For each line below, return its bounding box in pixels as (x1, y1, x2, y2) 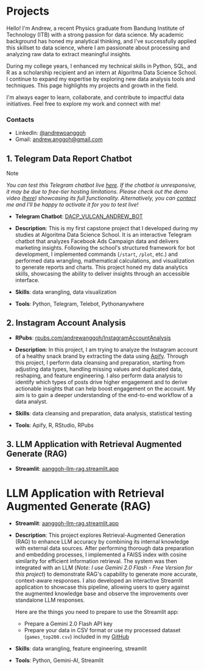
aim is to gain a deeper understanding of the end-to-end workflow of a (15, 391, 193, 398)
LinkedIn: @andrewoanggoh (15, 129, 86, 137)
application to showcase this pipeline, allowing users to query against (15, 583, 190, 591)
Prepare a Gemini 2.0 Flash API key (24, 620, 113, 627)
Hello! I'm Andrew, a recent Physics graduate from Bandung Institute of (6, 24, 185, 32)
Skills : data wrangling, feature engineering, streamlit (15, 644, 147, 652)
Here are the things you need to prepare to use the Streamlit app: (15, 608, 179, 615)
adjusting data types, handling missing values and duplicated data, (15, 365, 183, 373)
